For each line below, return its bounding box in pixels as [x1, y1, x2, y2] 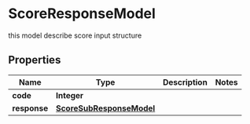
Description [162, 76, 208, 87]
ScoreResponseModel [8, 5, 156, 23]
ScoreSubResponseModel [55, 103, 156, 114]
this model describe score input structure [8, 31, 142, 40]
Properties [8, 53, 61, 67]
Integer [55, 89, 84, 100]
